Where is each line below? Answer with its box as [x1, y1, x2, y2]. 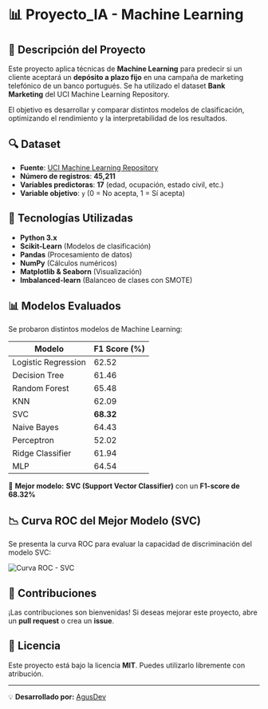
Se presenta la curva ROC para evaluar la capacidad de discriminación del [8, 540, 253, 549]
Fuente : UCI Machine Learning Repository [19, 162, 159, 172]
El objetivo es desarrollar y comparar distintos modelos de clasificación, [8, 105, 245, 114]
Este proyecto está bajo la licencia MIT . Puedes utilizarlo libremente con [8, 660, 246, 670]
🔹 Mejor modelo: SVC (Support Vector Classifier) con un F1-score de [8, 481, 240, 491]
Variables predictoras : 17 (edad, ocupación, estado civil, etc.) [19, 180, 224, 189]
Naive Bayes [12, 422, 59, 433]
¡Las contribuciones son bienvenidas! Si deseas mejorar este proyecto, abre [8, 607, 258, 617]
